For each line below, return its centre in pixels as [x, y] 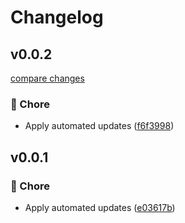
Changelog [57, 17]
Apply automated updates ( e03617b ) [100, 207]
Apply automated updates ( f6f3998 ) [99, 126]
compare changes [47, 78]
